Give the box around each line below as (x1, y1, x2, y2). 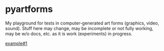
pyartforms (5, 3, 53, 15)
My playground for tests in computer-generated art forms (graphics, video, (5, 20, 159, 26)
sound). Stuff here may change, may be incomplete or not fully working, (5, 25, 153, 31)
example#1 (5, 40, 27, 46)
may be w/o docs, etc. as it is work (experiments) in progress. (5, 30, 132, 36)
